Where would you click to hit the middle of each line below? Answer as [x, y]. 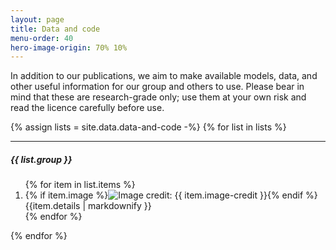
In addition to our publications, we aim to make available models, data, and [164, 76]
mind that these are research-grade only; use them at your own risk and [158, 97]
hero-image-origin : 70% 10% [69, 47]
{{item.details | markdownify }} [88, 206]
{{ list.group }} [41, 159]
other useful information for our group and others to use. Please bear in [157, 87]
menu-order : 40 [42, 38]
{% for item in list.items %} [80, 185]
